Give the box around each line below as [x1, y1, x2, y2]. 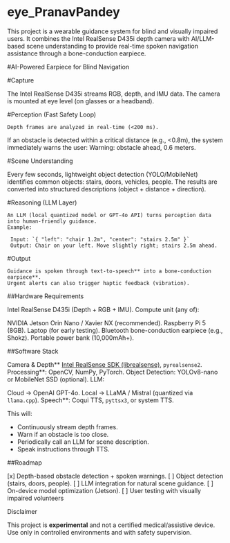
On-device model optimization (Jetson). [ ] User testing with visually [7, 486, 202, 494]
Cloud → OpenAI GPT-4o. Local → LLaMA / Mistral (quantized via [7, 388, 193, 397]
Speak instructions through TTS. [17, 445, 110, 453]
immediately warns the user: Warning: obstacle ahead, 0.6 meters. [7, 143, 196, 151]
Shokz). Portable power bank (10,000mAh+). [7, 334, 135, 342]
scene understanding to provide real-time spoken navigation [26, 42, 199, 50]
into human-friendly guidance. [7, 218, 97, 225]
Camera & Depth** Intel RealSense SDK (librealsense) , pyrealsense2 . [7, 360, 202, 368]
